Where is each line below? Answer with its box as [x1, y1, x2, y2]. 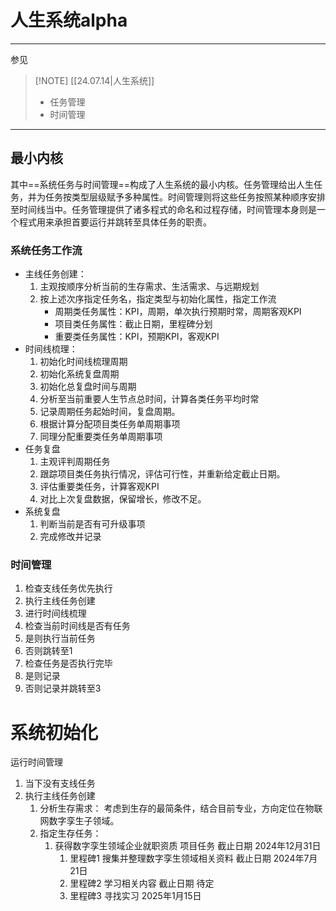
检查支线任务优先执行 [24, 582, 113, 595]
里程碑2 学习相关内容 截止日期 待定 [69, 877, 215, 890]
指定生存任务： [39, 827, 102, 840]
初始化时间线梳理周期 [39, 356, 128, 368]
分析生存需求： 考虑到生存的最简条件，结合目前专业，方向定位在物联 [39, 802, 323, 815]
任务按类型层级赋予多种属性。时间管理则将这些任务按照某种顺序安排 [44, 191, 326, 203]
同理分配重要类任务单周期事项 [39, 431, 163, 443]
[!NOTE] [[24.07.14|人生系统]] [34, 74, 155, 86]
